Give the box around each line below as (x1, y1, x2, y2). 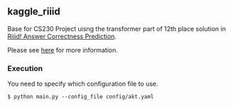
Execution (7, 63, 43, 73)
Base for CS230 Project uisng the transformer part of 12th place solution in (7, 24, 226, 33)
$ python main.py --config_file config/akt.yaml (7, 94, 154, 101)
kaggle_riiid (7, 6, 60, 18)
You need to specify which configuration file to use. (7, 79, 158, 88)
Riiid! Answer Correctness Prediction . (7, 32, 117, 40)
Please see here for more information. (7, 45, 119, 54)
